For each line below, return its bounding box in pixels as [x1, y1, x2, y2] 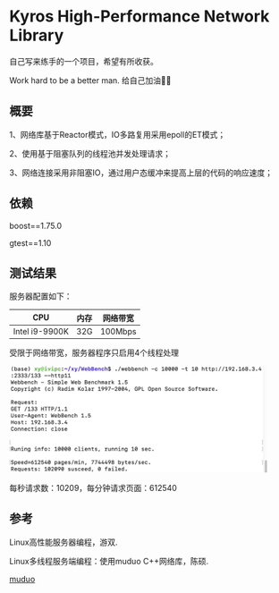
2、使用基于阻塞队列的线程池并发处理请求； [9, 148, 172, 158]
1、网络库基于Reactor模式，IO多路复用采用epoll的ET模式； [9, 129, 226, 140]
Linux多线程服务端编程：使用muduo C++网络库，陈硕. [9, 555, 209, 566]
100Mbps [99, 326, 137, 337]
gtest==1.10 [9, 237, 52, 248]
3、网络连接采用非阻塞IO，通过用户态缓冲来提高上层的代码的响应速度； [9, 167, 274, 178]
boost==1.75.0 [9, 220, 63, 231]
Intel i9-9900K [13, 326, 70, 337]
